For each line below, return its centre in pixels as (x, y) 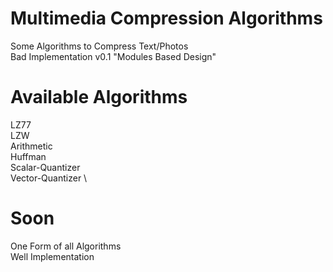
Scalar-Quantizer (45, 167)
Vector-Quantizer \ (49, 178)
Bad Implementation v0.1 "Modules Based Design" (113, 56)
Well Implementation (52, 256)
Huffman (28, 156)
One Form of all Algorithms (66, 246)
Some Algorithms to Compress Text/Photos (99, 46)
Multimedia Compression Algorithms (166, 18)
